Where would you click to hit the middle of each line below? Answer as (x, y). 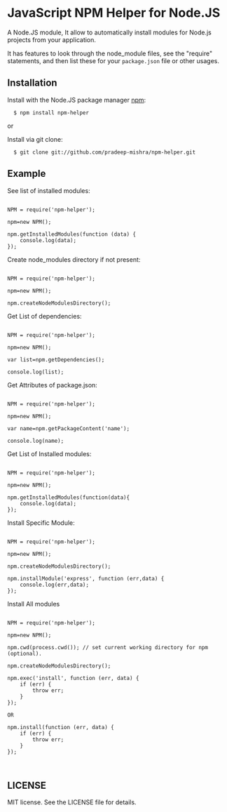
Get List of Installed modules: (49, 453)
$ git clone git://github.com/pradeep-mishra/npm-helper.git (105, 152)
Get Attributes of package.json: (53, 385)
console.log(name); (36, 441)
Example (27, 174)
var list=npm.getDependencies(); (56, 359)
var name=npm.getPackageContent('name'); (69, 428)
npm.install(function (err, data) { (61, 727)
